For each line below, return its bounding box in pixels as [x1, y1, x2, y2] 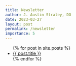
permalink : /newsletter [5, 26, 56, 31]
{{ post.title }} [12, 50, 42, 56]
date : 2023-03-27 [5, 17, 42, 22]
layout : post [5, 21, 33, 27]
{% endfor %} [12, 56, 42, 61]
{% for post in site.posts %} [12, 45, 71, 51]
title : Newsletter [5, 7, 44, 13]
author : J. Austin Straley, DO [5, 12, 71, 17]
